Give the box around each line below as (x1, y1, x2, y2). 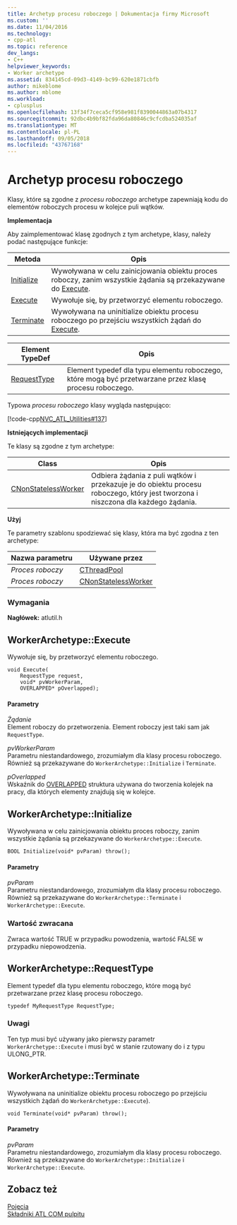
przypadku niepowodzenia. (7, 942, 87, 951)
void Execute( (7, 666, 49, 674)
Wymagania (7, 597, 50, 607)
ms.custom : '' (7, 17, 49, 24)
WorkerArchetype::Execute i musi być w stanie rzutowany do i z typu (7, 1042, 205, 1051)
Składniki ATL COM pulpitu (7, 1209, 85, 1218)
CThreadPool (79, 565, 123, 575)
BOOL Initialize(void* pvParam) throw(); (7, 848, 131, 855)
